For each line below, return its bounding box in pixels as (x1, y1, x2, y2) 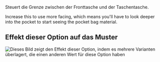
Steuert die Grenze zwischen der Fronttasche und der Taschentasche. (5, 4, 149, 10)
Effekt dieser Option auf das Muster (5, 33, 118, 41)
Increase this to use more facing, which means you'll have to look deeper (5, 14, 155, 19)
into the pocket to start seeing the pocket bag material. (5, 19, 118, 25)
